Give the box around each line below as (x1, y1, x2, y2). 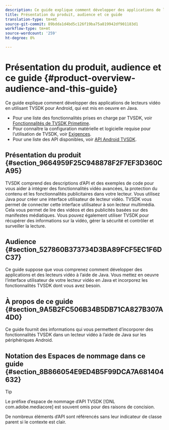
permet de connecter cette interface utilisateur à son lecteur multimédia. (5, 201, 155, 207)
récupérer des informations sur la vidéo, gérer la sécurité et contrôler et (5, 217, 154, 223)
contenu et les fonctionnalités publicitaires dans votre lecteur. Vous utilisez (5, 191, 160, 197)
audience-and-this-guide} (5, 83, 118, 95)
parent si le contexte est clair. (5, 419, 66, 425)
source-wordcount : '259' (5, 31, 57, 36)
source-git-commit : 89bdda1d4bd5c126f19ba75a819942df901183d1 (5, 21, 138, 27)
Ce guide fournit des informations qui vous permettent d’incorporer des (5, 326, 153, 333)
